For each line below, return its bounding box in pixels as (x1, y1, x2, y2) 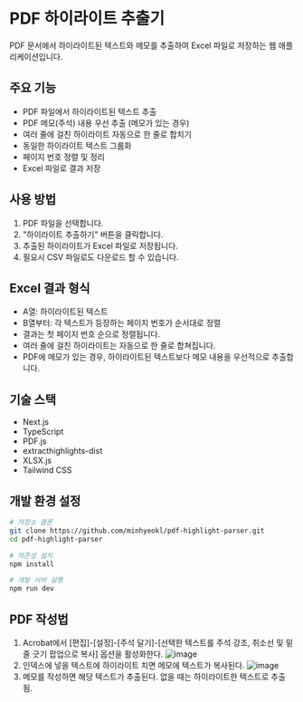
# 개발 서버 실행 (9, 576, 63, 585)
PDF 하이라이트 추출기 (9, 8, 166, 29)
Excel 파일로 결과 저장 (22, 162, 101, 173)
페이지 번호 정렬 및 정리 (22, 151, 106, 162)
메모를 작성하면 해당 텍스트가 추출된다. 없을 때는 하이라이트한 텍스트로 (22, 671, 270, 682)
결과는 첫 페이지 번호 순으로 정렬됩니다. (22, 329, 161, 340)
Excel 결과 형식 (9, 280, 90, 295)
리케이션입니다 (9, 51, 62, 62)
